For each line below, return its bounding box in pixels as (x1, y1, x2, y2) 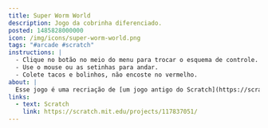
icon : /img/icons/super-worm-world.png (8, 33, 141, 42)
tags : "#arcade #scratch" (8, 41, 94, 49)
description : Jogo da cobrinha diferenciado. (8, 19, 162, 27)
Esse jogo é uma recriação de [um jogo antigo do (15, 85, 183, 94)
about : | (8, 78, 37, 86)
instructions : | (8, 48, 62, 56)
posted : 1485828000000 (8, 26, 84, 34)
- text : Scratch (15, 100, 69, 108)
